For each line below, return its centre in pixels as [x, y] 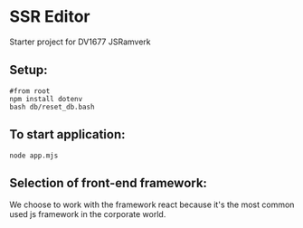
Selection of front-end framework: [109, 183]
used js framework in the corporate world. [88, 214]
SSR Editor [50, 17]
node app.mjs [34, 156]
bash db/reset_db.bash [52, 107]
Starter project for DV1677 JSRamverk [80, 42]
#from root [30, 91]
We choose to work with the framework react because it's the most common [152, 204]
